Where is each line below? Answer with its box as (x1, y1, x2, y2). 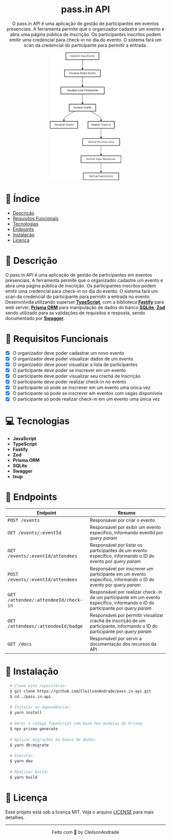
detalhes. (5, 814, 25, 820)
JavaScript (12, 435, 37, 442)
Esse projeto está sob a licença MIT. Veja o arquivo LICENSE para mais (5, 809, 154, 815)
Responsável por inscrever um (90, 565, 154, 572)
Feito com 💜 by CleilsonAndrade (51, 829, 120, 835)
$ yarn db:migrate (10, 743, 49, 748)
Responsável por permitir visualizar (90, 612, 164, 619)
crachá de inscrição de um (90, 617, 146, 624)
